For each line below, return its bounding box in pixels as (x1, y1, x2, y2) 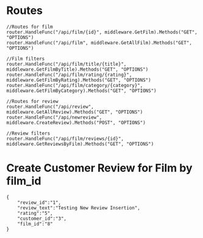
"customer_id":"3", (17, 215, 67, 222)
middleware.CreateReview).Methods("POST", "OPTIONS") (6, 119, 146, 125)
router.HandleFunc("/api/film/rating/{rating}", (6, 71, 132, 78)
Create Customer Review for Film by (6, 161, 193, 175)
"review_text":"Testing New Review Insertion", (17, 205, 140, 211)
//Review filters (6, 130, 51, 136)
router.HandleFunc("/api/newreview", (6, 114, 102, 121)
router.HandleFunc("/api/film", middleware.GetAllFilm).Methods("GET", (6, 40, 192, 46)
